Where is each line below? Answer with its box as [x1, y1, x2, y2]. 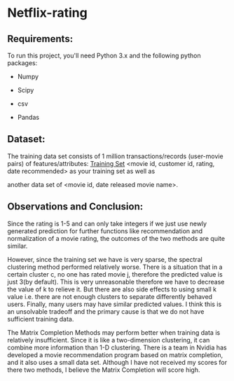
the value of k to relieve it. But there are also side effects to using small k [7, 285, 217, 293]
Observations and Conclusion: [7, 201, 144, 213]
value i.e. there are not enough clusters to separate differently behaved [7, 292, 212, 300]
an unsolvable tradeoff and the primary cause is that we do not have [7, 307, 205, 316]
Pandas [17, 113, 40, 121]
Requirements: [7, 33, 74, 45]
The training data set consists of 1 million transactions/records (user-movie [7, 152, 223, 160]
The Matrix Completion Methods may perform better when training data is [7, 328, 221, 337]
